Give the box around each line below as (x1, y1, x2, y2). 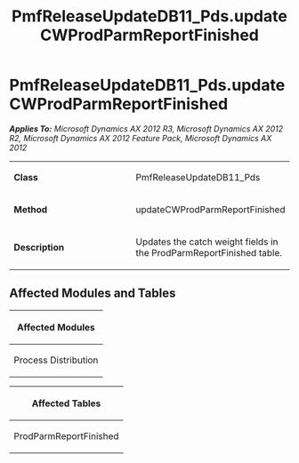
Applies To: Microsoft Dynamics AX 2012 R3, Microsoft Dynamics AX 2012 (9, 123, 284, 134)
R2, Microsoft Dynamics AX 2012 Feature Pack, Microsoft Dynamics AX (9, 132, 272, 143)
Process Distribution (13, 354, 99, 366)
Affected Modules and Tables (9, 286, 176, 301)
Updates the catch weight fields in (135, 235, 279, 248)
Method (13, 203, 48, 215)
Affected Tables (31, 397, 101, 410)
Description (13, 241, 65, 253)
